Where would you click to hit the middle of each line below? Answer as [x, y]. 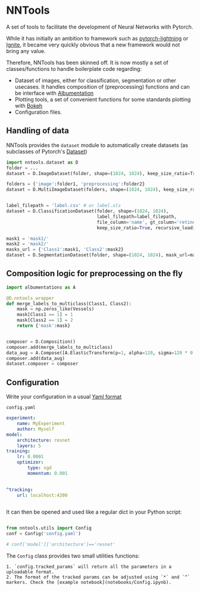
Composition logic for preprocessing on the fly [95, 273]
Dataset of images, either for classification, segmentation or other [96, 80]
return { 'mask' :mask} [43, 326]
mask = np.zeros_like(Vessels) [56, 309]
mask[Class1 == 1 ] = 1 [45, 315]
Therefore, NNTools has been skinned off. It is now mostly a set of [87, 62]
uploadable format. [30, 572]
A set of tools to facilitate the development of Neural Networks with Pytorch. [100, 27]
